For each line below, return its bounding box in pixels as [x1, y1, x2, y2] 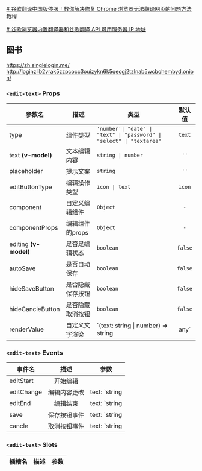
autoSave [9, 264, 36, 273]
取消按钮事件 [47, 422, 84, 431]
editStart [9, 376, 34, 385]
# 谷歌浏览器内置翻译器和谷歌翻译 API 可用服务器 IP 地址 [6, 26, 146, 33]
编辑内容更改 [47, 388, 84, 397]
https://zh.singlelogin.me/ [6, 61, 70, 68]
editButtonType [9, 183, 52, 191]
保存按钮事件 [47, 411, 84, 419]
